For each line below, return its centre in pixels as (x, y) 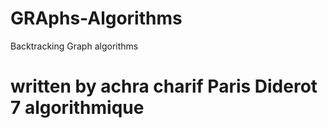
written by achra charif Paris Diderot (164, 86)
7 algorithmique (77, 108)
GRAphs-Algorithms (96, 18)
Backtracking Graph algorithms (74, 46)
